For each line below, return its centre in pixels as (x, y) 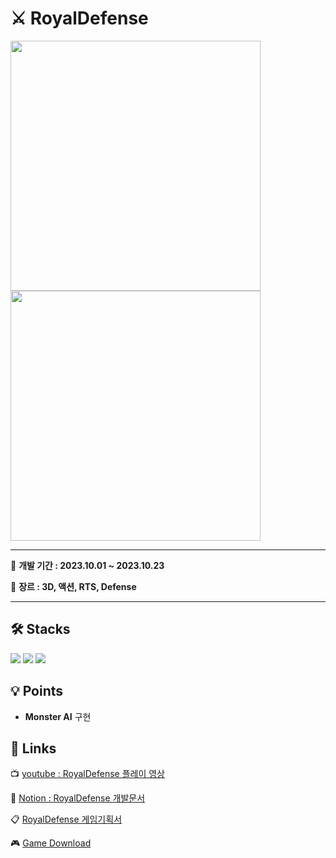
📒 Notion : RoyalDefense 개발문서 (78, 798)
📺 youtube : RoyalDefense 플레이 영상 (87, 774)
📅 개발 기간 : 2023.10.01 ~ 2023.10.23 (87, 565)
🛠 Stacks (40, 629)
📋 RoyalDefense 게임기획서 (66, 819)
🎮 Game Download (51, 843)
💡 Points (37, 691)
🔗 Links (33, 748)
